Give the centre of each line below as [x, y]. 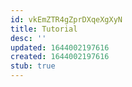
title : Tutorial [44, 29]
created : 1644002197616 [60, 57]
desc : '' [28, 38]
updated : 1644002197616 [60, 47]
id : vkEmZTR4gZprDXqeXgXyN [66, 19]
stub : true [33, 66]
